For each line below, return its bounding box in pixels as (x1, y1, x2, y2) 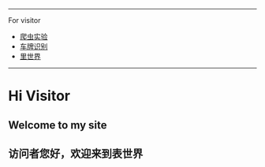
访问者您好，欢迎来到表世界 (8, 147, 144, 160)
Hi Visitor (8, 87, 71, 105)
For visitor (8, 16, 41, 24)
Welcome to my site (8, 118, 108, 132)
